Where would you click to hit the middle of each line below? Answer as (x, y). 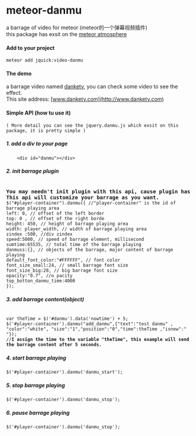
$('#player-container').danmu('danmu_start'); (65, 372)
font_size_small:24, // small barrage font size (67, 265)
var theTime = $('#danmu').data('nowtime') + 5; (67, 319)
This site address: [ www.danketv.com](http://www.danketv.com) (85, 99)
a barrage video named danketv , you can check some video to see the (92, 87)
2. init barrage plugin (33, 171)
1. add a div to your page (37, 144)
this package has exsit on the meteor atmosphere (67, 34)
